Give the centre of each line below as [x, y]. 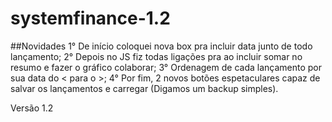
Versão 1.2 [32, 108]
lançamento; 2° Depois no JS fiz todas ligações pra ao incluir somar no [156, 56]
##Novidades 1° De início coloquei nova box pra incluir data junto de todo [161, 46]
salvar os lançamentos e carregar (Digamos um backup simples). [144, 88]
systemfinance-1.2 [90, 18]
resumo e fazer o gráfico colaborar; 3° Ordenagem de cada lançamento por [166, 67]
